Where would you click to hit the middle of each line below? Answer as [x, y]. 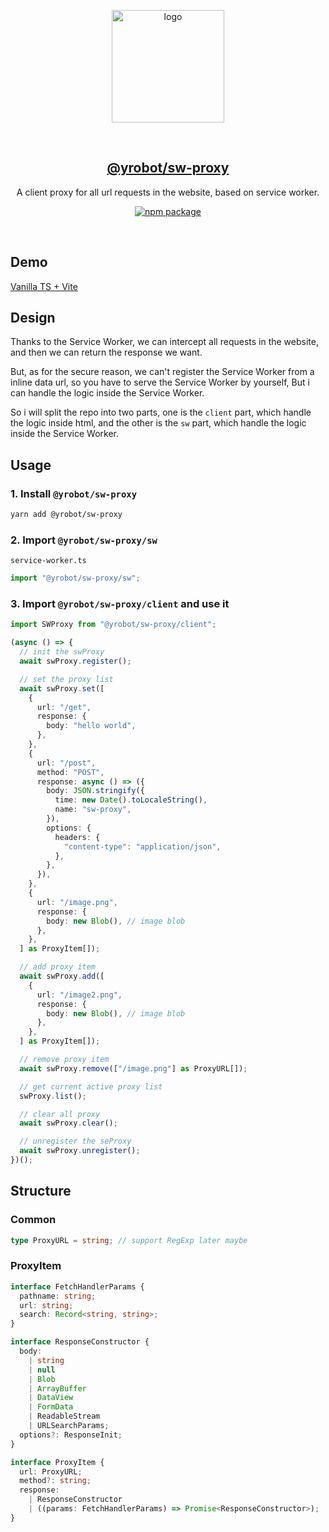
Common [33, 1220]
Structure [41, 1191]
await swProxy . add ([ [62, 976]
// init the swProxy [62, 652]
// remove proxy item [64, 1060]
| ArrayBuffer [57, 1388]
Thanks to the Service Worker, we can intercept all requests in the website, [164, 342]
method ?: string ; [55, 1481]
